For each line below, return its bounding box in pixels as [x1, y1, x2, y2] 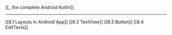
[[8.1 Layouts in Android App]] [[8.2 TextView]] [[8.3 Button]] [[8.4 [5, 19, 144, 25]
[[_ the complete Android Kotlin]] [5, 5, 74, 10]
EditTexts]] [5, 24, 28, 30]
